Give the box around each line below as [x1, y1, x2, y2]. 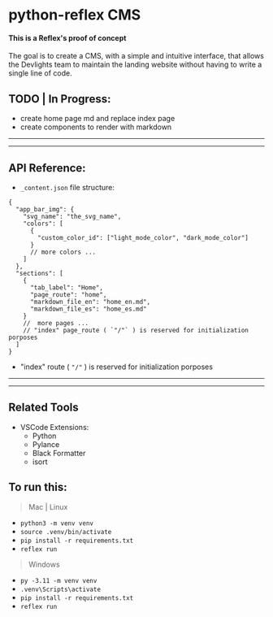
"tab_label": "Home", [29, 284, 104, 292]
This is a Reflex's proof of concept [8, 33, 127, 42]
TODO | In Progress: [8, 92, 111, 106]
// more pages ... [23, 319, 89, 328]
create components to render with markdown [19, 122, 172, 132]
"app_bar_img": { [15, 206, 75, 214]
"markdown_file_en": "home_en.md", [29, 298, 151, 306]
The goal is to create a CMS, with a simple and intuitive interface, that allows [8, 51, 264, 61]
